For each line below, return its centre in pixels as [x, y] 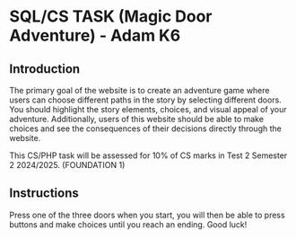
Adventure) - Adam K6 [95, 35]
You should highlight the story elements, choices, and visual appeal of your [148, 109]
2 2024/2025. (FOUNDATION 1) [67, 165]
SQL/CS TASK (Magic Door [111, 17]
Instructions [44, 194]
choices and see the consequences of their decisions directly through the [146, 128]
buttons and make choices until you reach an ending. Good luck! [128, 224]
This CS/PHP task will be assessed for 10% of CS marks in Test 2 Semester [148, 155]
